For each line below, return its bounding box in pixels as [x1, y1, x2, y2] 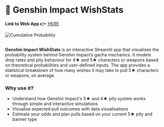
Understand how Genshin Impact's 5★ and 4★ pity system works [12, 96, 146, 102]
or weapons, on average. [5, 73, 55, 78]
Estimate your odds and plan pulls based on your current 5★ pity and [12, 111, 153, 117]
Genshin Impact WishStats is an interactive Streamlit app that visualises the [5, 46, 159, 53]
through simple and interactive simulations [12, 101, 98, 107]
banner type [12, 116, 37, 122]
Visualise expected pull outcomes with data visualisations [12, 106, 129, 112]
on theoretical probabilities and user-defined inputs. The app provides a [5, 62, 150, 68]
